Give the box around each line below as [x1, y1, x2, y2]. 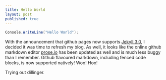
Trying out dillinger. [5, 70, 45, 76]
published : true [5, 16, 39, 21]
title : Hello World [5, 7, 46, 12]
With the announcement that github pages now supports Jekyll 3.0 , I [5, 39, 145, 45]
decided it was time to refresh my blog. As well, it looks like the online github [5, 44, 162, 50]
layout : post [5, 12, 32, 17]
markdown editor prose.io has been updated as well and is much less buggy [5, 49, 161, 55]
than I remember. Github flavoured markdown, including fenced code [5, 55, 146, 61]
